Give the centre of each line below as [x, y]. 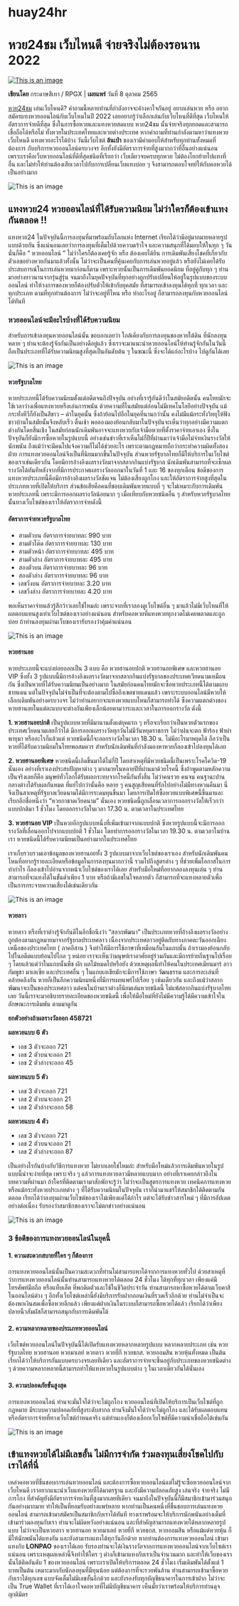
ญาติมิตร [18, 1595]
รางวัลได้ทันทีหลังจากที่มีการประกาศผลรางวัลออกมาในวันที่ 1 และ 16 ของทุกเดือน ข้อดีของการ [116, 470]
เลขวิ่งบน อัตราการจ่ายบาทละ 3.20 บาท [65, 583]
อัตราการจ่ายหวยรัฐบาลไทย [39, 519]
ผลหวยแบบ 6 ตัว [28, 1033]
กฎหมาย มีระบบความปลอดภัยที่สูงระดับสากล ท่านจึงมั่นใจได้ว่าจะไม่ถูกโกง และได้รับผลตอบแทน [118, 1410]
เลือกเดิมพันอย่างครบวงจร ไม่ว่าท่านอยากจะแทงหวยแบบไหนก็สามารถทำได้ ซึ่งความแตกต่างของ [117, 700]
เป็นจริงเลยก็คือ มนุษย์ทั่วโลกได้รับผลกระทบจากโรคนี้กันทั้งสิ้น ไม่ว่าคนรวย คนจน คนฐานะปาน [117, 777]
